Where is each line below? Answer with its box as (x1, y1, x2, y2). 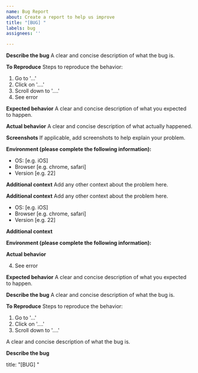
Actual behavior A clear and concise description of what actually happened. (6, 123, 193, 130)
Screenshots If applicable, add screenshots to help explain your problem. (6, 134, 186, 142)
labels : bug (6, 25, 35, 31)
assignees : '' (6, 31, 41, 37)
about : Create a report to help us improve (6, 14, 115, 20)
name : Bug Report (6, 8, 49, 15)
